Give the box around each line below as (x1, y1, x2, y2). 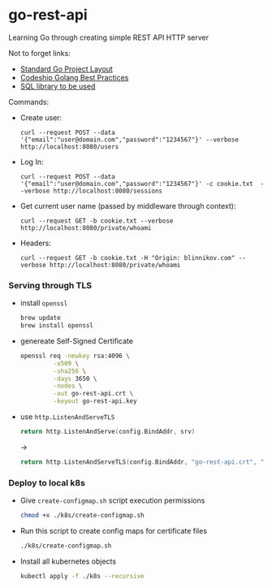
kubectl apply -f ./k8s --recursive (19, 572, 145, 580)
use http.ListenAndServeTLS (19, 412, 115, 422)
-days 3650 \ (53, 374, 97, 383)
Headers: (19, 238, 51, 248)
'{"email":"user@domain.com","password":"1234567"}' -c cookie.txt (19, 179, 253, 188)
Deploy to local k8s (8, 477, 85, 488)
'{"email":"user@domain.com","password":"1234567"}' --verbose (19, 136, 240, 144)
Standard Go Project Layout (19, 63, 114, 74)
